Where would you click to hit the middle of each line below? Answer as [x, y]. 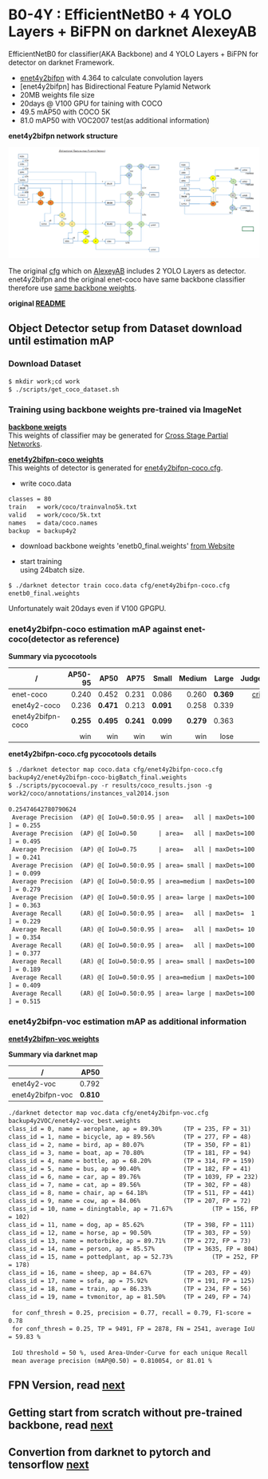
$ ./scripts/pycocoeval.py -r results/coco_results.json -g [110, 785]
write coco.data [45, 483]
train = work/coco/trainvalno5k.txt [73, 507]
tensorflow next [49, 1465]
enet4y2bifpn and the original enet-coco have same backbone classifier [127, 279]
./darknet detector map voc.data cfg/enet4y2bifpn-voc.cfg [108, 1113]
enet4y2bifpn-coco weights [56, 459]
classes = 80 [30, 499]
